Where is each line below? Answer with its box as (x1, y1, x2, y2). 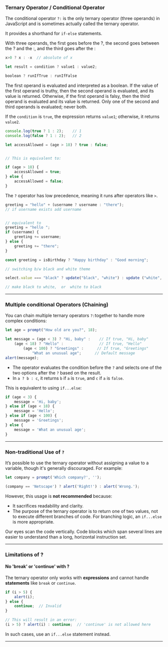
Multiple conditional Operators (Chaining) (5, 301, 108, 308)
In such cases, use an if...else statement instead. (5, 631, 111, 637)
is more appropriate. (12, 519, 54, 525)
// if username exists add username (5, 207, 81, 212)
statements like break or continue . (5, 580, 76, 586)
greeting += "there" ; (14, 243, 59, 248)
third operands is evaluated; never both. (5, 103, 87, 109)
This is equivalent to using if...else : (5, 384, 82, 391)
